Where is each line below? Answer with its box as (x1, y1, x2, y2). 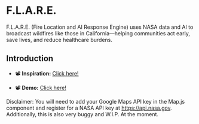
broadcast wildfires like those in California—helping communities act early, (6, 29, 190, 37)
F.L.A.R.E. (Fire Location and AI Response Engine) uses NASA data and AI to (6, 23, 194, 31)
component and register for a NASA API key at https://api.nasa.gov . (6, 104, 172, 111)
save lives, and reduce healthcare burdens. (6, 36, 112, 43)
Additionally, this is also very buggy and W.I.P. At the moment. (6, 110, 159, 117)
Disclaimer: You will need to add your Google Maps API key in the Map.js (6, 98, 185, 105)
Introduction (6, 53, 54, 63)
